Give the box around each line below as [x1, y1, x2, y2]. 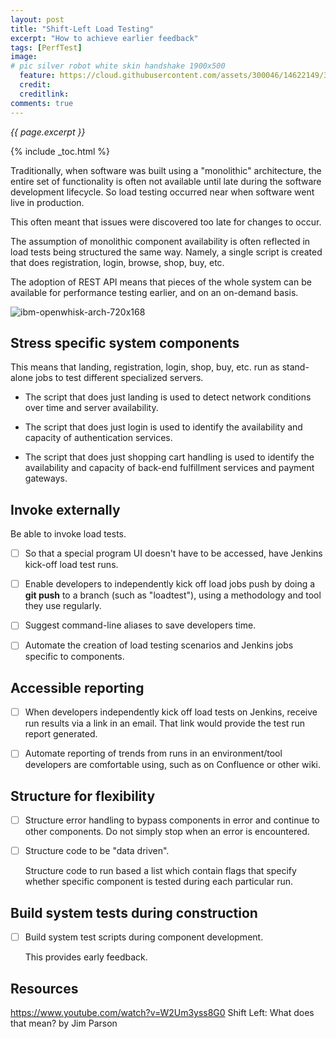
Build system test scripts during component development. [24, 931, 264, 943]
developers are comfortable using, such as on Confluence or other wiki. [24, 759, 322, 771]
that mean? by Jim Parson [10, 1017, 118, 1029]
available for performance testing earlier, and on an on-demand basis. [10, 286, 299, 298]
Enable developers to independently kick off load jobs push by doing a [24, 578, 316, 590]
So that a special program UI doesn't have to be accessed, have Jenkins [24, 547, 323, 560]
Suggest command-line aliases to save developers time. [24, 619, 257, 631]
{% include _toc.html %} [10, 145, 111, 157]
